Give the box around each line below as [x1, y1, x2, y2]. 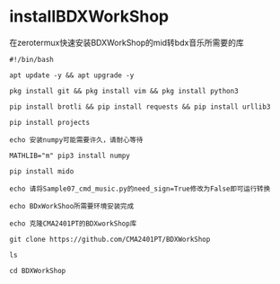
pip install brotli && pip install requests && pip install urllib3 [9, 102, 271, 111]
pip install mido [9, 166, 74, 176]
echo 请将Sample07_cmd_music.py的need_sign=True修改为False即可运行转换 [9, 184, 271, 193]
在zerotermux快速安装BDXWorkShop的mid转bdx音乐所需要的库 [9, 37, 244, 48]
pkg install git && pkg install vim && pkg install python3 [9, 86, 240, 95]
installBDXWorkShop [9, 6, 169, 27]
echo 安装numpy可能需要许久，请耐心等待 [9, 135, 144, 145]
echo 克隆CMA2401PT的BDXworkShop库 [9, 218, 137, 228]
